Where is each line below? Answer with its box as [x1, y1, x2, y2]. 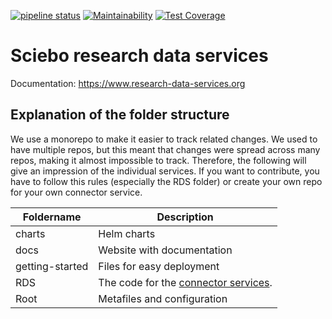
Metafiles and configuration [98, 291, 228, 305]
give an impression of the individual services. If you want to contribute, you [10, 165, 320, 177]
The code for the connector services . [98, 275, 273, 289]
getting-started [15, 259, 89, 273]
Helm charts [98, 226, 156, 240]
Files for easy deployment [98, 259, 220, 273]
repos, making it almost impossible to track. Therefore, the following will [10, 154, 307, 166]
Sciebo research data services [10, 45, 269, 67]
